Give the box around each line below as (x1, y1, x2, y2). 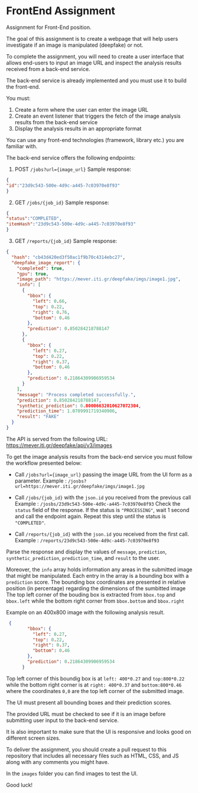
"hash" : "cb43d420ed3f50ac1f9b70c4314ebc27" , (11, 254, 126, 260)
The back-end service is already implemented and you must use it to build (6, 77, 187, 84)
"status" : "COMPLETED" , (6, 216, 62, 222)
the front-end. (6, 83, 40, 90)
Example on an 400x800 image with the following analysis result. (6, 608, 165, 616)
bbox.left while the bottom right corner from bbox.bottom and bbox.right (6, 597, 184, 604)
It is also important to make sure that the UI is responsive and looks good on (6, 728, 191, 735)
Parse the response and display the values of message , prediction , (6, 548, 167, 555)
